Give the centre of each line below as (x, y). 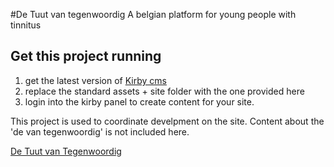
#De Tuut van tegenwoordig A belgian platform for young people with (153, 14)
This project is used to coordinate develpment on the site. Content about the (167, 121)
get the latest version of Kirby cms (95, 80)
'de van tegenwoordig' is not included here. (100, 131)
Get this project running (86, 56)
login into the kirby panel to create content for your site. (139, 101)
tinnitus (26, 25)
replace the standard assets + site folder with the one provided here (164, 91)
